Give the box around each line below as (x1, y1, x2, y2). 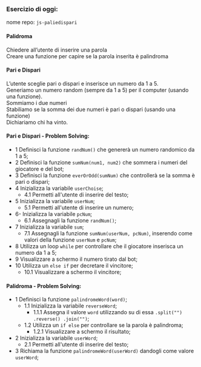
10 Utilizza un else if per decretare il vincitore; (15, 261, 133, 269)
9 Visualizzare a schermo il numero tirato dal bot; (15, 255, 138, 263)
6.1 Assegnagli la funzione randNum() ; (24, 217, 117, 224)
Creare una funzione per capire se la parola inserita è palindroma (6, 52, 168, 59)
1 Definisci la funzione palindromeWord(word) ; (15, 296, 127, 303)
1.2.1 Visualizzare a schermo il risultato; (33, 328, 131, 335)
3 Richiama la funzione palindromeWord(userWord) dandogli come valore (15, 348, 194, 355)
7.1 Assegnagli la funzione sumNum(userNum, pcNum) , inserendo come (24, 229, 193, 237)
